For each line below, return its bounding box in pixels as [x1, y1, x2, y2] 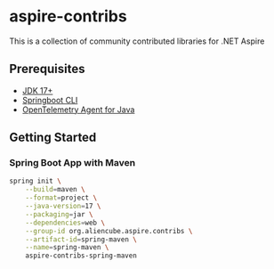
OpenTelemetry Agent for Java [21, 104, 135, 115]
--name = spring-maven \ [25, 243, 109, 252]
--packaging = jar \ [25, 209, 93, 219]
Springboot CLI [21, 94, 78, 105]
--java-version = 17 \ [25, 202, 101, 211]
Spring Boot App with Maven [9, 157, 136, 169]
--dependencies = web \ [25, 218, 105, 227]
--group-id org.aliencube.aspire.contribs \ [25, 226, 193, 235]
